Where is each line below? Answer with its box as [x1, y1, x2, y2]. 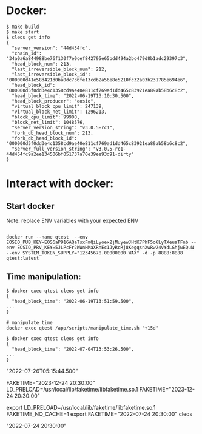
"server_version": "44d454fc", [12, 45, 91, 51]
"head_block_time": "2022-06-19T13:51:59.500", [12, 298, 135, 304]
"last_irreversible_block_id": [12, 71, 91, 78]
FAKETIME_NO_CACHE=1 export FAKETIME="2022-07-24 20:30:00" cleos [6, 410, 193, 418]
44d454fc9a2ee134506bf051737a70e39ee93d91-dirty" [6, 151, 135, 157]
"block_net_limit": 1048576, [12, 119, 86, 125]
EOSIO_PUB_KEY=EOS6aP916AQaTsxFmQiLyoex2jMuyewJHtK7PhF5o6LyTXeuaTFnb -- [6, 239, 197, 245]
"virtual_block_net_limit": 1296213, [12, 109, 107, 115]
